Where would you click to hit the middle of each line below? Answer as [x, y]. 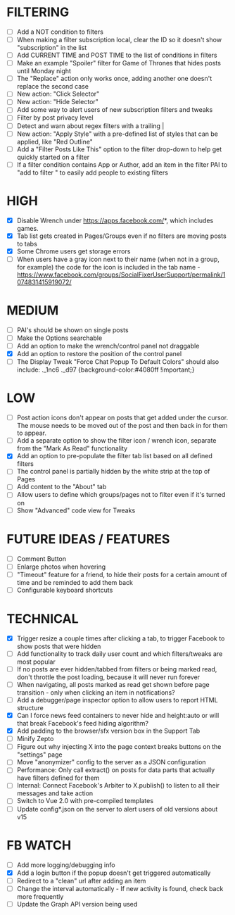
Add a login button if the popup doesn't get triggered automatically [114, 873]
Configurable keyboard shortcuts [65, 590]
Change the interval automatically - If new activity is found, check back [120, 888]
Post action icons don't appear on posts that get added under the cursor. [122, 418]
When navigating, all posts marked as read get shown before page [113, 684]
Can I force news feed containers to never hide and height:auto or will [118, 715]
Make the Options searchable [59, 338]
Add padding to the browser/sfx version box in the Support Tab [108, 731]
